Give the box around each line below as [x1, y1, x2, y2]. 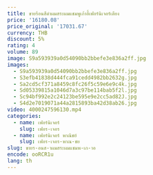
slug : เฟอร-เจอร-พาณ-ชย [19, 138, 81, 145]
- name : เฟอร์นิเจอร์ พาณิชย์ [13, 132, 77, 138]
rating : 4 [7, 42, 36, 49]
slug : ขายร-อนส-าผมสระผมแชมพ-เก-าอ [7, 145, 96, 152]
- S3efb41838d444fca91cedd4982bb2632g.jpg [13, 74, 137, 81]
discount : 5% [7, 36, 45, 43]
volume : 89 [7, 49, 39, 56]
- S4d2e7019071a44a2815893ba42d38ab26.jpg [13, 100, 137, 107]
